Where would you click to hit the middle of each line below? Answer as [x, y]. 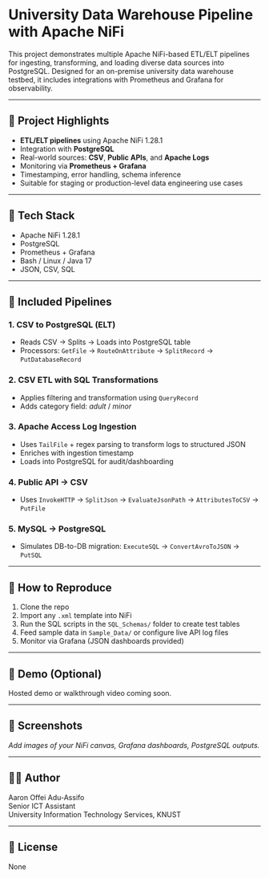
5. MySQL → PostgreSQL [57, 529]
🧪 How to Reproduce [60, 587]
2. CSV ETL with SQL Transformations [83, 380]
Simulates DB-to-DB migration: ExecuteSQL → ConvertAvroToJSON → [130, 547]
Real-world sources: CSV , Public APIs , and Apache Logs [114, 157]
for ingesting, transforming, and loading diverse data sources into [116, 63]
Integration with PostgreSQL [67, 148]
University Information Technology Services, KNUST [95, 814]
